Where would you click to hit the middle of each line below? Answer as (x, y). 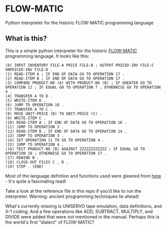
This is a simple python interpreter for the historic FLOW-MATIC (71, 50)
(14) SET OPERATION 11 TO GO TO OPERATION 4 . (55, 140)
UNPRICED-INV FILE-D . (29, 69)
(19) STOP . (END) (24, 167)
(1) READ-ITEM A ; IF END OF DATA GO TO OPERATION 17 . (65, 74)
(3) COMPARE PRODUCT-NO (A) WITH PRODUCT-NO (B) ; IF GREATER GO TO (78, 83)
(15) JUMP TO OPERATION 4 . (35, 144)
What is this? (26, 39)
